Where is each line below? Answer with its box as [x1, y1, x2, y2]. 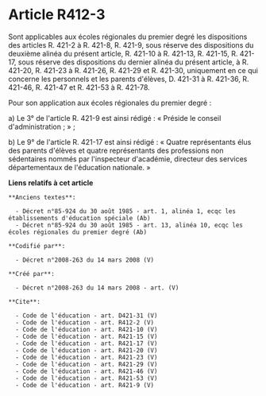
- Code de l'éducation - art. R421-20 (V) [15, 346, 158, 355]
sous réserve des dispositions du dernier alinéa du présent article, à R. [17, 57, 249, 67]
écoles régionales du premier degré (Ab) [8, 228, 148, 236]
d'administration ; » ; [8, 122, 75, 131]
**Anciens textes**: [8, 193, 77, 201]
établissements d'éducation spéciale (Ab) [8, 214, 151, 222]
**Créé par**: [8, 270, 56, 278]
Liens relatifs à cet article [8, 177, 94, 188]
